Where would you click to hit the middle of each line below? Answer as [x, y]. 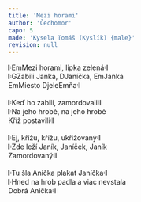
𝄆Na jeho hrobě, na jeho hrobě [57, 112]
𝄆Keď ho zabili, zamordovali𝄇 [54, 103]
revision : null [33, 45]
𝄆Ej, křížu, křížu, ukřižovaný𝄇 [54, 138]
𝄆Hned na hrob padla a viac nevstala [67, 182]
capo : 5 [21, 30]
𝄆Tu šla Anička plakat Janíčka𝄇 [58, 173]
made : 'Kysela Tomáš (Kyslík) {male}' [72, 38]
